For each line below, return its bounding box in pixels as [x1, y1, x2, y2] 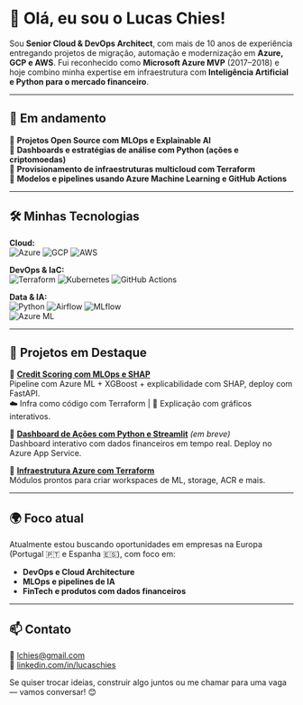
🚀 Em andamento [9, 111, 106, 126]
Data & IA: [9, 291, 48, 302]
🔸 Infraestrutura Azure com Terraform [9, 465, 155, 476]
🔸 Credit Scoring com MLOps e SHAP [9, 369, 151, 380]
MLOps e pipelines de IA [22, 576, 115, 587]
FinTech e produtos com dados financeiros [22, 586, 187, 597]
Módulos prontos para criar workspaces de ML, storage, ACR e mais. [9, 475, 266, 486]
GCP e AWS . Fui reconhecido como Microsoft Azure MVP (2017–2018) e [9, 57, 280, 68]
